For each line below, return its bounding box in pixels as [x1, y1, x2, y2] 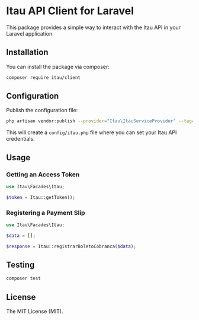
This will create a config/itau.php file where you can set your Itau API [6, 129, 177, 136]
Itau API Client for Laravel [6, 4, 134, 18]
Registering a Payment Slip [6, 208, 85, 217]
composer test [6, 275, 41, 281]
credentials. [6, 135, 35, 142]
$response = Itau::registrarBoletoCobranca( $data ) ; [6, 243, 136, 249]
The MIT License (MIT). [6, 308, 63, 315]
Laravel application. [6, 30, 54, 37]
